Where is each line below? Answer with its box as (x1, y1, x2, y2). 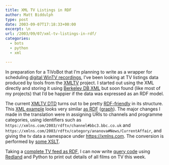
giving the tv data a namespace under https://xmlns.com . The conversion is (5, 133, 164, 139)
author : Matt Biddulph (5, 12, 53, 17)
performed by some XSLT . (5, 138, 60, 145)
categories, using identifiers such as (5, 116, 81, 123)
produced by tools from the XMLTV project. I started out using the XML (5, 80, 154, 86)
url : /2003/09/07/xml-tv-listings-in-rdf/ (5, 31, 97, 36)
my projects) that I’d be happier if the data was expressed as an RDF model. (5, 90, 164, 97)
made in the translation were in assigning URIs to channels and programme (5, 111, 163, 117)
